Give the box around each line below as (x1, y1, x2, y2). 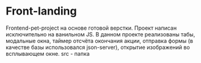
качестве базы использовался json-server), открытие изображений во (5, 44, 190, 51)
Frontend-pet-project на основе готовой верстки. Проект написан (5, 24, 177, 31)
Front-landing (5, 4, 77, 18)
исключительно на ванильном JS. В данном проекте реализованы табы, (5, 30, 196, 38)
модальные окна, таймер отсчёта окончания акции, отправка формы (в (5, 37, 194, 44)
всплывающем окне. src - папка (5, 50, 90, 57)
